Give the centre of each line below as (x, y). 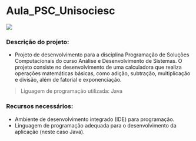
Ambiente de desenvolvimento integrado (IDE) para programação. (94, 119)
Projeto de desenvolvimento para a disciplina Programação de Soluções (102, 55)
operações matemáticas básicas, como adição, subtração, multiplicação (102, 73)
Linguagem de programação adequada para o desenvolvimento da (95, 125)
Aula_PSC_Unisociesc (61, 11)
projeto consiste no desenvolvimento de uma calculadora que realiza (98, 67)
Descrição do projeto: (38, 42)
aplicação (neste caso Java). (49, 132)
